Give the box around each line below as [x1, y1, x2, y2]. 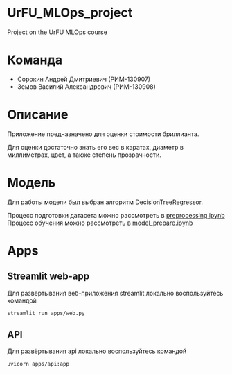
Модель [7, 175, 56, 190]
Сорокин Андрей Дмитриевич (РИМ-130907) [17, 75, 151, 83]
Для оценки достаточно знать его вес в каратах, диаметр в [7, 143, 184, 151]
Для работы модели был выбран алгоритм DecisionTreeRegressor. [7, 198, 203, 206]
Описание [7, 107, 69, 123]
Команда [7, 52, 63, 68]
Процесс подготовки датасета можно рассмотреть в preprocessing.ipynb [7, 211, 225, 219]
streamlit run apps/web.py [7, 309, 85, 316]
